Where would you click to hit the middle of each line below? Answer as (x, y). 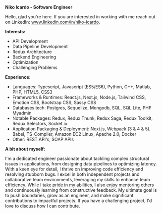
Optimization (25, 62)
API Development (30, 41)
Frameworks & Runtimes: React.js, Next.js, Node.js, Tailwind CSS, (79, 97)
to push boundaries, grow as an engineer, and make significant (69, 195)
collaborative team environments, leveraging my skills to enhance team (78, 180)
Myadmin (22, 113)
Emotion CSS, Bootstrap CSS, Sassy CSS (54, 103)
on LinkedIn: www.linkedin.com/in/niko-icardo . (53, 22)
